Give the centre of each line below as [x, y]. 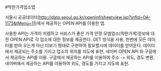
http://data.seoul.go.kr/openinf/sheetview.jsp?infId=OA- [95, 17]
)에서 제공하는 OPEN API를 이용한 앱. [70, 23]
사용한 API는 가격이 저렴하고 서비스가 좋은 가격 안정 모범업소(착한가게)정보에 [77, 33]
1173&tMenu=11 [20, 23]
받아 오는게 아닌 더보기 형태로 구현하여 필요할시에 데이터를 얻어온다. [78, 45]
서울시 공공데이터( [22, 17]
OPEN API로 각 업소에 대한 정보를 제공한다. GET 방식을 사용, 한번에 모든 [78, 39]
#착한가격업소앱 [20, 7]
